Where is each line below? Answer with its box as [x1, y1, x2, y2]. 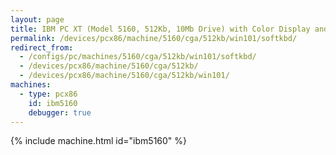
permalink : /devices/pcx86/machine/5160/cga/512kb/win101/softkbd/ [10, 33, 298, 43]
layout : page [10, 14, 65, 25]
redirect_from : [10, 42, 74, 53]
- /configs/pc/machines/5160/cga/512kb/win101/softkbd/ [19, 52, 257, 62]
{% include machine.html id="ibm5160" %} [10, 135, 188, 147]
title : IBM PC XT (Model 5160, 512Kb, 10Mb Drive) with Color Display [10, 24, 311, 34]
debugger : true [28, 107, 92, 118]
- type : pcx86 [19, 89, 78, 99]
